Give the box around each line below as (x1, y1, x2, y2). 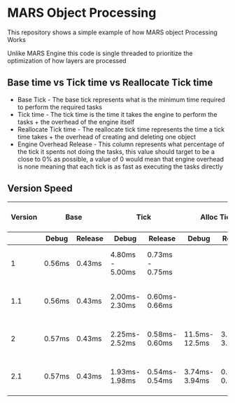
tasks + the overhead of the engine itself (17, 118, 135, 126)
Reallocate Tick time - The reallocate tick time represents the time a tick (17, 125, 225, 134)
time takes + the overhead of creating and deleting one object (17, 132, 197, 141)
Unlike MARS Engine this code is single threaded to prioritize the (7, 49, 193, 57)
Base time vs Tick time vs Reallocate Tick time (7, 77, 213, 89)
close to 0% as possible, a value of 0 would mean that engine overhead (17, 155, 225, 163)
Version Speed (7, 183, 73, 195)
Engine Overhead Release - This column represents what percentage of (17, 140, 225, 148)
